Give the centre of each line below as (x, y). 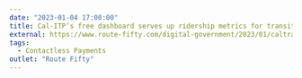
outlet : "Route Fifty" (52, 59)
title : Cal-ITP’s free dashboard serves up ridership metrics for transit (152, 26)
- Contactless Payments (62, 51)
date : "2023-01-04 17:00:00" (64, 17)
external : (28, 34)
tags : (19, 43)
